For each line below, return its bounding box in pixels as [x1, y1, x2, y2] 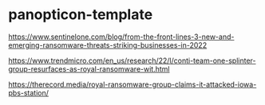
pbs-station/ [8, 87, 49, 97]
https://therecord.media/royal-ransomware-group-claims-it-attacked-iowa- [8, 80, 257, 89]
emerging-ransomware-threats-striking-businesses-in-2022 [8, 40, 208, 49]
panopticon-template [8, 6, 153, 24]
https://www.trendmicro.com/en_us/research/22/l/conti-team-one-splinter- [8, 56, 256, 65]
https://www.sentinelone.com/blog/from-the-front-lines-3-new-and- [8, 32, 235, 41]
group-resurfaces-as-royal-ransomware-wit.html [8, 64, 170, 73]
